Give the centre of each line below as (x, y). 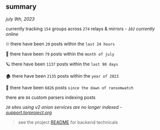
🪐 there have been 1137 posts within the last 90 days (62, 64)
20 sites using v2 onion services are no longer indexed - (64, 107)
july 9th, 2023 (20, 19)
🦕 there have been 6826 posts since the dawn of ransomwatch (70, 87)
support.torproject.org (29, 112)
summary (21, 7)
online (12, 34)
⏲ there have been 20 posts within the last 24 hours (60, 44)
